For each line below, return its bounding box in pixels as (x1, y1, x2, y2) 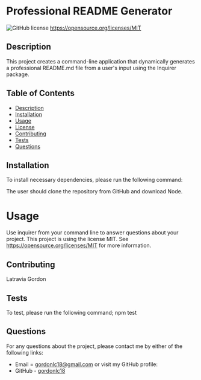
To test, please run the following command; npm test (6, 309, 137, 316)
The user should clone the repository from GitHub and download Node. (6, 188, 183, 195)
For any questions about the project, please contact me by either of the (6, 343, 183, 350)
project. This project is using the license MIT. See (6, 236, 129, 243)
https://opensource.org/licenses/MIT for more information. (6, 242, 152, 249)
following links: (6, 349, 43, 356)
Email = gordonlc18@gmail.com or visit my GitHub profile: (14, 361, 158, 368)
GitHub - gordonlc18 (14, 367, 66, 374)
